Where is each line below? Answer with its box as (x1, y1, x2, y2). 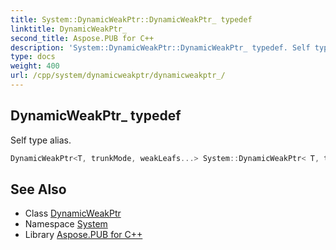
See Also (10, 181, 67, 198)
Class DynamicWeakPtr (24, 207, 122, 220)
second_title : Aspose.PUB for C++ (10, 33, 155, 43)
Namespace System (24, 218, 108, 230)
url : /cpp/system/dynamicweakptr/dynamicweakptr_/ (10, 71, 226, 81)
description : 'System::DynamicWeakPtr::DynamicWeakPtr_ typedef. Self (10, 42, 311, 53)
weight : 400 (10, 61, 60, 71)
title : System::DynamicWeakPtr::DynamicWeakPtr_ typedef (10, 14, 253, 25)
